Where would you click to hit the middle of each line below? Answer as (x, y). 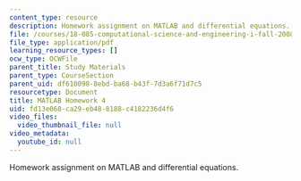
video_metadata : (39, 134)
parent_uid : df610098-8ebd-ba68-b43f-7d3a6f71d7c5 (106, 84)
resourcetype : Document (54, 92)
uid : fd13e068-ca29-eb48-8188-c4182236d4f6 (92, 109)
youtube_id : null (50, 142)
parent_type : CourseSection (62, 76)
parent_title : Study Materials (68, 68)
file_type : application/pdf (62, 42)
